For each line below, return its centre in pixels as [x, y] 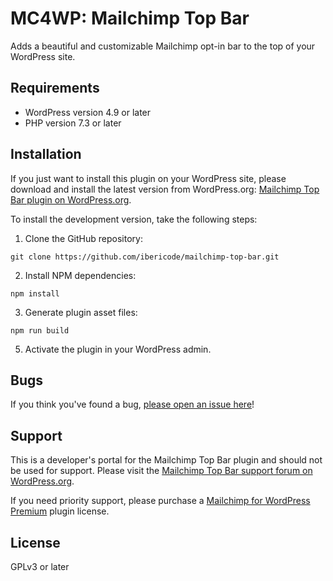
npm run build [40, 330]
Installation [46, 154]
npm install [35, 293]
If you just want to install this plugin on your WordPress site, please [148, 178]
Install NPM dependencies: [80, 275]
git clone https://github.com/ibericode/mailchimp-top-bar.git [145, 257]
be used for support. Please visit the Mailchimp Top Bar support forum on [161, 471]
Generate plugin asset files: [81, 312]
